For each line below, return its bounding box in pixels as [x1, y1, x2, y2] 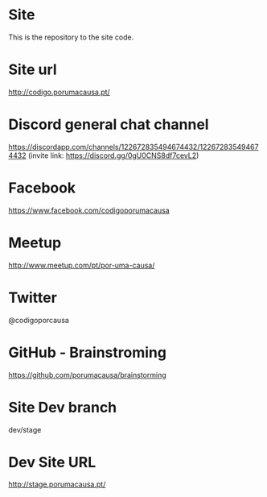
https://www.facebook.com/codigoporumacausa [8, 205, 170, 215]
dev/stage [8, 425, 42, 434]
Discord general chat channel [8, 115, 209, 134]
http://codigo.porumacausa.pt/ [8, 87, 110, 97]
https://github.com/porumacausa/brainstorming [8, 370, 166, 379]
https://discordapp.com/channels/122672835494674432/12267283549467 [8, 142, 259, 151]
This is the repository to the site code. [8, 32, 134, 42]
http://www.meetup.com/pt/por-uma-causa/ [8, 260, 155, 270]
